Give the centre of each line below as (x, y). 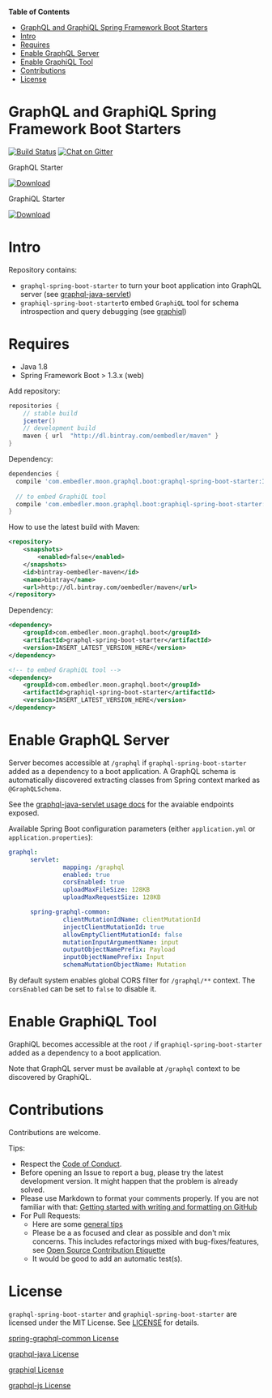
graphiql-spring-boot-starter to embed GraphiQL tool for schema (129, 303)
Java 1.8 (34, 366)
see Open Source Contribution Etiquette (99, 1250)
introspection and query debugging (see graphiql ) (103, 311)
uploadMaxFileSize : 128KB (106, 890)
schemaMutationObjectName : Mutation (124, 965)
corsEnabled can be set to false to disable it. (83, 989)
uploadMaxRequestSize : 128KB (112, 897)
